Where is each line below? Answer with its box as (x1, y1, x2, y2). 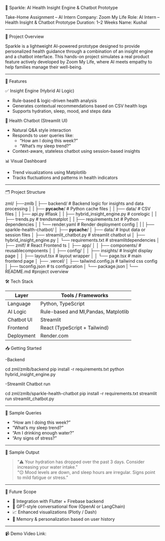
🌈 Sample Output (5, 449, 40, 455)
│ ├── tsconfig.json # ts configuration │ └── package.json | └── (5, 264, 138, 269)
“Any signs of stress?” (12, 435, 57, 441)
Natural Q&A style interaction (12, 127, 71, 133)
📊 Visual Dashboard (5, 158, 47, 164)
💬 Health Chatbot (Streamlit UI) (5, 118, 68, 123)
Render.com (40, 333, 69, 339)
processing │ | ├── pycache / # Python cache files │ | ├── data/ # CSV (5, 206, 151, 211)
